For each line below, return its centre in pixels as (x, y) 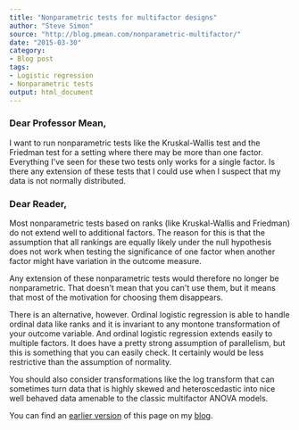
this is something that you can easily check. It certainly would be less (137, 352)
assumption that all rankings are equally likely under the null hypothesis (141, 243)
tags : (19, 68)
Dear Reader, (38, 203)
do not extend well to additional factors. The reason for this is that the (137, 233)
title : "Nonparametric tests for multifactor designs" (113, 17)
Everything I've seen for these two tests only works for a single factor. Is (142, 161)
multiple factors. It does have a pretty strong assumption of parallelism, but (147, 343)
